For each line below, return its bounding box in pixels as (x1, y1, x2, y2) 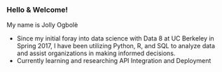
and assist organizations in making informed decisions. (16, 49, 176, 57)
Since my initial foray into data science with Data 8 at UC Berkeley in (16, 34, 214, 43)
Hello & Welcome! (6, 5, 68, 15)
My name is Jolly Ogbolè (6, 21, 78, 29)
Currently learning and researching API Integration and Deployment (16, 57, 211, 65)
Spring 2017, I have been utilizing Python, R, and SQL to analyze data (16, 42, 215, 50)
